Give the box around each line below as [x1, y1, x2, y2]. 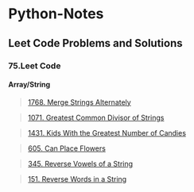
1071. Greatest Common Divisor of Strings [27, 113, 165, 122]
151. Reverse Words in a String [27, 174, 127, 183]
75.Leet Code [8, 60, 61, 71]
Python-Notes [8, 5, 104, 23]
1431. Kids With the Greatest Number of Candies [27, 128, 187, 137]
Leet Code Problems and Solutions [8, 36, 183, 50]
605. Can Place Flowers [27, 144, 106, 153]
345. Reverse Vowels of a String [27, 159, 134, 168]
